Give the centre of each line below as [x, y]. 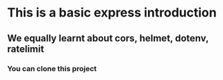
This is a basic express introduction [112, 13]
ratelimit [26, 49]
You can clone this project [52, 68]
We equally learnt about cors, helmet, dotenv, [108, 38]
